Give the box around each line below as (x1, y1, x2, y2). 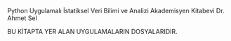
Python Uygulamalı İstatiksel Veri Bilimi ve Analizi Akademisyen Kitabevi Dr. (7, 7, 225, 15)
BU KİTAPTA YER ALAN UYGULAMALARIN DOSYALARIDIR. (7, 28, 178, 35)
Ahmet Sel (7, 14, 37, 22)
